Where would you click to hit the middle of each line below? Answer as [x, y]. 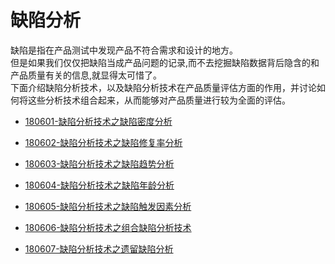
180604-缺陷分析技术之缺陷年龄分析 [99, 185]
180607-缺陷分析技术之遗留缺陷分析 [99, 248]
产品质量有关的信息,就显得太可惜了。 [86, 75]
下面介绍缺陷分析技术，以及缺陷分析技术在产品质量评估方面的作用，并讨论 [163, 87]
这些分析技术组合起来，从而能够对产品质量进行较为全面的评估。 [159, 100]
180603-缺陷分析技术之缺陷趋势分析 [99, 163]
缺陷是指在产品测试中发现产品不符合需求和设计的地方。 [124, 50]
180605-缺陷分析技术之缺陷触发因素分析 [108, 206]
